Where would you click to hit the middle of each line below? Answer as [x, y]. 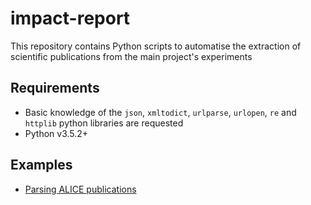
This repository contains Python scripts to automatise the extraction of [156, 46]
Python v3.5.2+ [56, 133]
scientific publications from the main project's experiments [131, 56]
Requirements [55, 88]
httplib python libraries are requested [104, 123]
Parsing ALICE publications [80, 189]
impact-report [70, 18]
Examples [41, 165]
